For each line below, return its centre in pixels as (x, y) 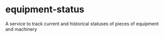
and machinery (21, 29)
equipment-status (45, 10)
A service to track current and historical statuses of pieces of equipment (82, 24)
